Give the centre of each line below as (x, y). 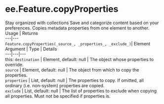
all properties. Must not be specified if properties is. (58, 96)
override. (14, 65)
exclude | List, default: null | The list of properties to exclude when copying (81, 91)
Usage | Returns (21, 33)
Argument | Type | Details (31, 49)
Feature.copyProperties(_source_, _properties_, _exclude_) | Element (78, 43)
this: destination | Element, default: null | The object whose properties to (80, 59)
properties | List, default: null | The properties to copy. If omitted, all (75, 80)
